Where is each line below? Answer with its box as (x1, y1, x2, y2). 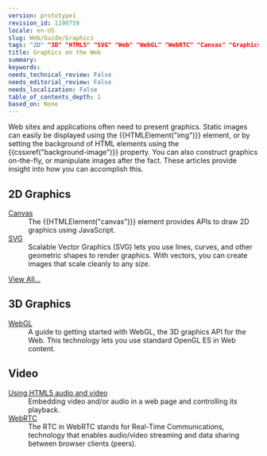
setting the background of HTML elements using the (8, 139, 180, 149)
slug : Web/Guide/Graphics (8, 33, 94, 42)
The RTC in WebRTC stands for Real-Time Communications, (28, 422, 225, 431)
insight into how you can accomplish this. (8, 164, 144, 174)
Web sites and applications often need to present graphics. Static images (8, 122, 248, 132)
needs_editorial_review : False (8, 78, 112, 86)
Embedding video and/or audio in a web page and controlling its (28, 396, 238, 406)
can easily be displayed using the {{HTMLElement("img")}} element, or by (8, 130, 250, 140)
